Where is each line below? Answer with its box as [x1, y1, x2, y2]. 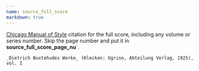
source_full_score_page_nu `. [6, 43, 79, 51]
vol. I [6, 60, 23, 66]
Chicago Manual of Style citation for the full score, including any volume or [6, 30, 191, 38]
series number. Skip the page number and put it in [6, 37, 130, 44]
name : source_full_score [6, 8, 68, 15]
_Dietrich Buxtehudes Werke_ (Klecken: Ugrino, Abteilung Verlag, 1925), [6, 55, 194, 61]
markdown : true [6, 14, 44, 20]
